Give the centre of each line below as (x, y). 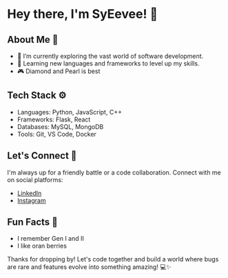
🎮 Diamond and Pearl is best (59, 71)
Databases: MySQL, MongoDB (60, 126)
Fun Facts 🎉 (33, 222)
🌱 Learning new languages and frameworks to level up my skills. (108, 63)
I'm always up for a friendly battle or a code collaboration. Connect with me (114, 172)
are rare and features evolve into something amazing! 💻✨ (89, 267)
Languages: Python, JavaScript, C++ (70, 112)
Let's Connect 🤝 (42, 156)
